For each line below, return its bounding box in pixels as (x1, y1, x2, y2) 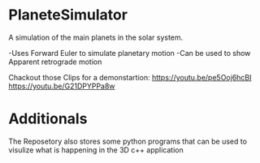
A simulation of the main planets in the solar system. (8, 32, 184, 42)
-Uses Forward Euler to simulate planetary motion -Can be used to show (8, 48, 251, 58)
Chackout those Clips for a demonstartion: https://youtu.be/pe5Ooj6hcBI (8, 72, 252, 82)
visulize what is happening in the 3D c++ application (8, 144, 184, 155)
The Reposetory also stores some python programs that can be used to (8, 136, 248, 146)
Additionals (8, 109, 88, 128)
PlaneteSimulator (8, 6, 128, 24)
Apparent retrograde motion (8, 57, 102, 66)
